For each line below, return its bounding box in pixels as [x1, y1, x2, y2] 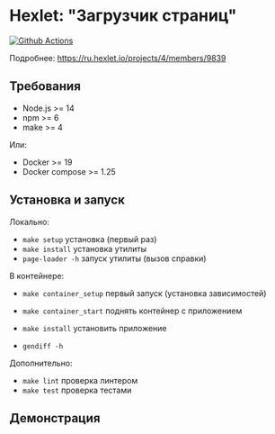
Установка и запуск [9, 193, 126, 208]
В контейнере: [9, 270, 65, 281]
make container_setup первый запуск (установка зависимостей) [22, 287, 267, 298]
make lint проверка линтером [22, 375, 138, 385]
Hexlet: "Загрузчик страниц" [9, 5, 237, 26]
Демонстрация [9, 411, 101, 426]
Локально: [9, 216, 49, 227]
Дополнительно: [9, 357, 74, 368]
